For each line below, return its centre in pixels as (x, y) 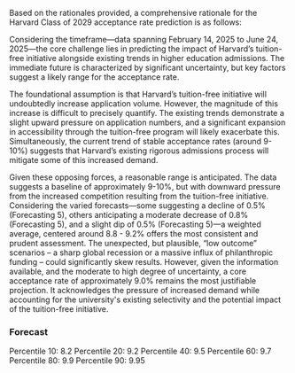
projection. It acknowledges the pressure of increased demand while (134, 290)
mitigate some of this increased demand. (84, 160)
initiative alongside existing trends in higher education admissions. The (155, 58)
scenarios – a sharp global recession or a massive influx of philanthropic (141, 253)
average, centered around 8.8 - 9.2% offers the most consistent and (134, 233)
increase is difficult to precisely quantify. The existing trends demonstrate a (147, 113)
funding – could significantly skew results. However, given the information (144, 262)
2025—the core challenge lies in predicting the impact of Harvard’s (132, 49)
